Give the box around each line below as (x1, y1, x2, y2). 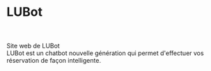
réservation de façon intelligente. (6, 56, 102, 64)
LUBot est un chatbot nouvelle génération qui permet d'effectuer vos (6, 49, 204, 57)
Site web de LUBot (6, 41, 60, 50)
